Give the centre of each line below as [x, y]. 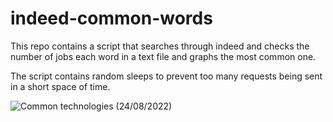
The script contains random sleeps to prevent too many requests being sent [166, 76]
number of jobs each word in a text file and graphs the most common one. [163, 56]
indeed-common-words [111, 18]
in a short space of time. [60, 86]
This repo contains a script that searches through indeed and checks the [160, 46]
